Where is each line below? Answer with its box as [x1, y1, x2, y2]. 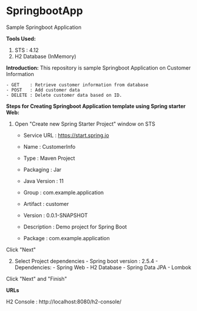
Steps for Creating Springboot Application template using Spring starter [6, 102, 186, 110]
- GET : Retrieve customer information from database [6, 81, 149, 88]
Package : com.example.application [23, 234, 110, 241]
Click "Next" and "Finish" [6, 275, 68, 282]
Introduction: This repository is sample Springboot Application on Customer [6, 64, 191, 71]
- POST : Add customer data [6, 87, 81, 93]
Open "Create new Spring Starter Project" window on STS [14, 120, 156, 127]
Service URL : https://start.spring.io [23, 132, 109, 139]
